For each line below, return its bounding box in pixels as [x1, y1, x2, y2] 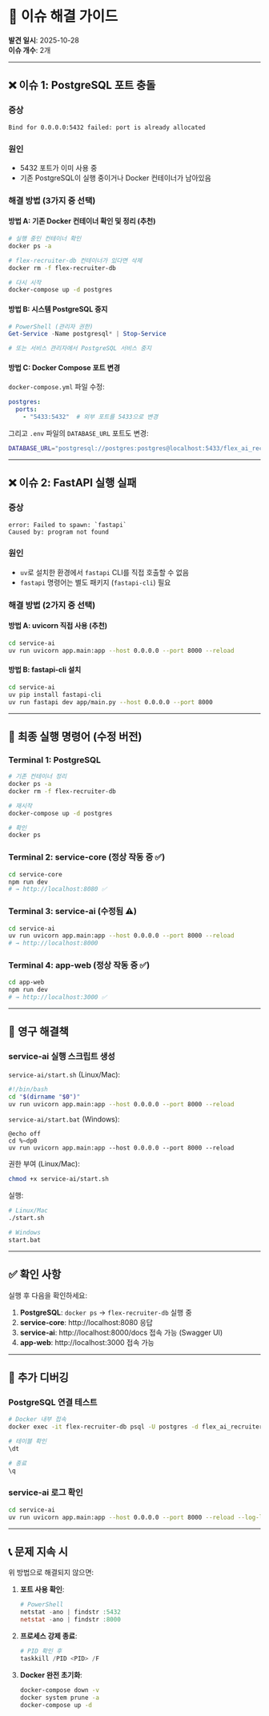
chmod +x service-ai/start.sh [8, 1175, 110, 1183]
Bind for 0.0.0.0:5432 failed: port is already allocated [8, 123, 206, 131]
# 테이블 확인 [8, 1437, 47, 1446]
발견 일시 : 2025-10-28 [8, 35, 80, 45]
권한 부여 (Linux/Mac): [8, 1159, 80, 1169]
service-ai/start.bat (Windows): [8, 1114, 120, 1124]
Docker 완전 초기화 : [19, 1670, 82, 1679]
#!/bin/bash [8, 1085, 48, 1094]
